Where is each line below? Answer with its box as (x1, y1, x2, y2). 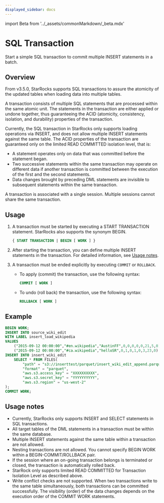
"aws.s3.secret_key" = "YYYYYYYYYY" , (22, 376, 99, 380)
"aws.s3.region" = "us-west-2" (22, 380, 86, 385)
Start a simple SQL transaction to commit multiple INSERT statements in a (5, 54, 153, 60)
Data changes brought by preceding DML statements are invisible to (12, 177, 150, 183)
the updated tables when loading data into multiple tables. (5, 91, 122, 97)
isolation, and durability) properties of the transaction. (5, 116, 114, 122)
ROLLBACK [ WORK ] (19, 299, 57, 304)
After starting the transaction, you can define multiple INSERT (12, 247, 136, 253)
